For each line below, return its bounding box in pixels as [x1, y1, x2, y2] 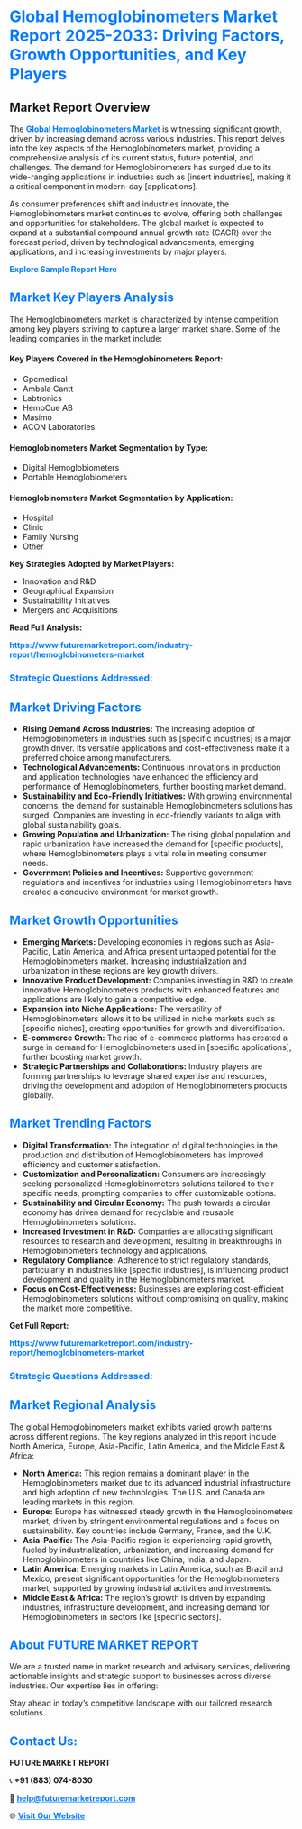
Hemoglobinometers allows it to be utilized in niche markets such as [22, 1012, 276, 1024]
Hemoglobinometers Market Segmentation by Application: [9, 492, 233, 503]
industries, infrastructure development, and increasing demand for [22, 1602, 270, 1613]
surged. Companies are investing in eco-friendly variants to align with [22, 809, 281, 821]
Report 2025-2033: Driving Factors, [9, 25, 285, 46]
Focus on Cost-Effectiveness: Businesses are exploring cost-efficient [22, 1283, 284, 1294]
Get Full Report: [9, 1320, 69, 1331]
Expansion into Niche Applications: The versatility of [22, 1003, 223, 1014]
